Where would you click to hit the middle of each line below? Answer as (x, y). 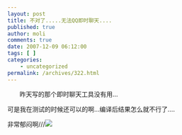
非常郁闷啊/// (27, 124)
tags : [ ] (22, 54)
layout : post (27, 14)
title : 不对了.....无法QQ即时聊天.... (59, 20)
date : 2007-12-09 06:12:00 (47, 47)
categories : (25, 60)
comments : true (30, 40)
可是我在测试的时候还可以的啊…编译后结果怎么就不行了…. (91, 109)
